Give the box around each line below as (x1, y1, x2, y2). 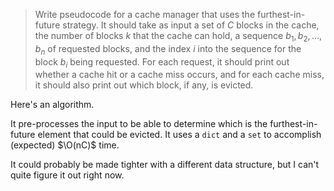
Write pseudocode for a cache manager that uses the (34, 9, 256, 20)
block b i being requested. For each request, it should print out (34, 55, 290, 70)
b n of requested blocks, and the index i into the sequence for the (34, 42, 302, 57)
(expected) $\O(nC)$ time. (10, 139, 120, 151)
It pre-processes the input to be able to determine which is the (10, 118, 268, 130)
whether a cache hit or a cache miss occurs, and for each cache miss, (34, 69, 325, 81)
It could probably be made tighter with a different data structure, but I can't (10, 159, 320, 171)
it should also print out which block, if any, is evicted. (34, 79, 254, 91)
